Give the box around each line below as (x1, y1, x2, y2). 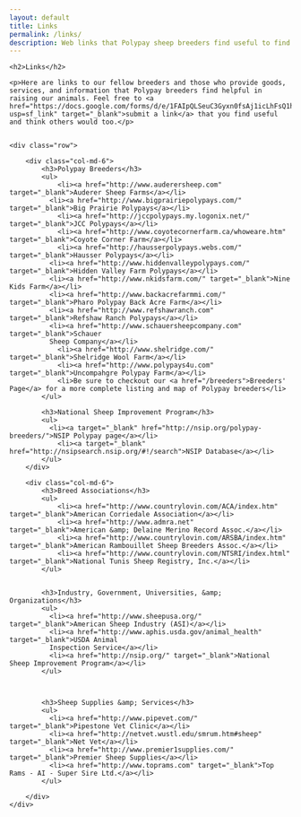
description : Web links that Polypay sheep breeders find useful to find (9, 38, 291, 48)
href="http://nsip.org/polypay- (142, 423, 262, 433)
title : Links (9, 22, 58, 30)
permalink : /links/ (9, 30, 82, 39)
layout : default (9, 13, 70, 22)
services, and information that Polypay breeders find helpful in (9, 86, 262, 95)
